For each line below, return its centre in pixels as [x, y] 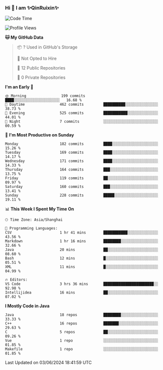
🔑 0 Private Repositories [41, 77]
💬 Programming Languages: [31, 229]
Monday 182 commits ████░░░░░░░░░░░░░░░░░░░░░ [82, 144]
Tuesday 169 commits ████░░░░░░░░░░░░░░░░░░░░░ [82, 153]
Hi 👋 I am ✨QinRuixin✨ [32, 8]
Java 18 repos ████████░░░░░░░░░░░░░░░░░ [82, 315]
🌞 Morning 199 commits [45, 96]
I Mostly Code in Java [27, 306]
